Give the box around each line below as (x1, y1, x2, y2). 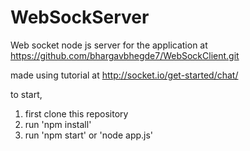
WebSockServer (10, 6, 150, 29)
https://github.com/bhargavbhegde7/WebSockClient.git (10, 49, 240, 61)
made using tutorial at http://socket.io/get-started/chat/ (10, 69, 239, 81)
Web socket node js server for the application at (10, 39, 208, 51)
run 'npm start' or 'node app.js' (24, 129, 154, 141)
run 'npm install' (24, 118, 92, 130)
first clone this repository (24, 107, 129, 120)
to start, (10, 88, 43, 100)
